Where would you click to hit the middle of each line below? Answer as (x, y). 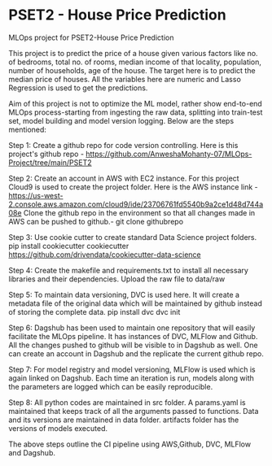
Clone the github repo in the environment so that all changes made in (139, 212)
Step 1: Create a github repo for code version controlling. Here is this (123, 145)
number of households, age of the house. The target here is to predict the (132, 70)
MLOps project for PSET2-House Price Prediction (91, 37)
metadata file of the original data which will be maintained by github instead (136, 303)
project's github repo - (46, 154)
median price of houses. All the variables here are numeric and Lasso (125, 79)
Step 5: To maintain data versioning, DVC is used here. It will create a (124, 294)
